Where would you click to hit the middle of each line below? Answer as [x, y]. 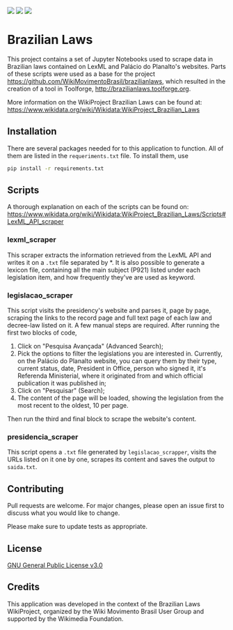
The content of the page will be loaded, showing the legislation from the [120, 398]
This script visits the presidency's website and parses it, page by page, [109, 311]
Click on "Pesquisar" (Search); [61, 391]
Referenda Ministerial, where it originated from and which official [110, 376]
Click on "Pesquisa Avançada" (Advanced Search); [90, 346]
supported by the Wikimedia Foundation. [65, 619]
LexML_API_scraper [35, 222]
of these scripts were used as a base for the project [81, 74]
